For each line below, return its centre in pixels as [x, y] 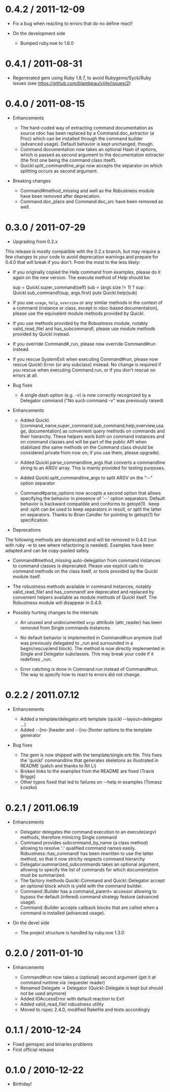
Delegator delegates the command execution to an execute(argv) [88, 832]
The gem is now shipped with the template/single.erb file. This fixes [91, 755]
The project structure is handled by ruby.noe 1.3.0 [72, 932]
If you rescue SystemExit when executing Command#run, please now [85, 359]
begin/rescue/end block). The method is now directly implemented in [92, 648]
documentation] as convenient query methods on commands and [96, 431]
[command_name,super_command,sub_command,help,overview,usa [92, 425]
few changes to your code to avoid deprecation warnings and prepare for [82, 257]
